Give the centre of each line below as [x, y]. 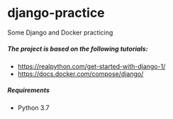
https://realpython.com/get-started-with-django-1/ [91, 66]
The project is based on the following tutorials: [78, 49]
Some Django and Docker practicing [60, 32]
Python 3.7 [33, 108]
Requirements [28, 90]
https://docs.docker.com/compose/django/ [80, 74]
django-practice [56, 13]
